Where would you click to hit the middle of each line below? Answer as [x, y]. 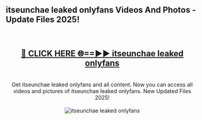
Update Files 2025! [43, 20]
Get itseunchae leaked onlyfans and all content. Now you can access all [102, 84]
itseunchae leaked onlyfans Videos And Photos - [101, 10]
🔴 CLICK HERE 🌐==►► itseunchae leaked [102, 54]
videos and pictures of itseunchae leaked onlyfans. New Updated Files [102, 91]
